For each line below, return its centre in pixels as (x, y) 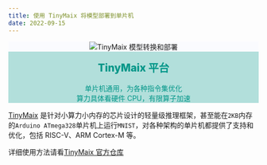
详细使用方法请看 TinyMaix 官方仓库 (66, 152)
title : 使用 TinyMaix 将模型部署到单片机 (71, 16)
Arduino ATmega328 (46, 126)
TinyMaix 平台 (133, 68)
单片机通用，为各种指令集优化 (133, 88)
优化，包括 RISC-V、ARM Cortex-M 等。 (74, 136)
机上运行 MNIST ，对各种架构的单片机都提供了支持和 (172, 125)
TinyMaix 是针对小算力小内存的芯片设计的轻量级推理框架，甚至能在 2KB (124, 116)
